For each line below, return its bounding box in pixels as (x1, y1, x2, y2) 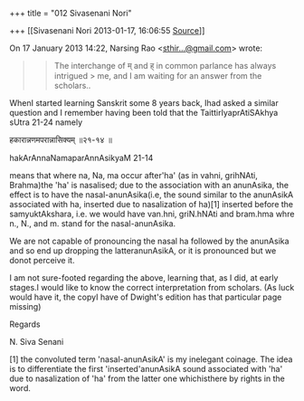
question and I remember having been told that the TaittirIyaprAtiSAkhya (9, 108, 279, 118)
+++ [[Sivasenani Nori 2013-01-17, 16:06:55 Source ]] (9, 25, 205, 35)
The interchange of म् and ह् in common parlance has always (53, 61, 277, 71)
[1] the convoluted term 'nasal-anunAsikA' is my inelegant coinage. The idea (9, 354, 293, 365)
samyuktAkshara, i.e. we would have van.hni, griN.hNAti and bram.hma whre (9, 208, 295, 219)
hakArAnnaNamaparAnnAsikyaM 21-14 (9, 153, 154, 163)
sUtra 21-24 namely (9, 117, 83, 128)
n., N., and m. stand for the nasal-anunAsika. (9, 218, 176, 229)
